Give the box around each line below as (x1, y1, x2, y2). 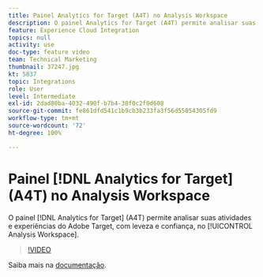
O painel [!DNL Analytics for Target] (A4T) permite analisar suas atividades (8, 212, 252, 222)
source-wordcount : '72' (8, 122, 87, 129)
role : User (8, 84, 44, 93)
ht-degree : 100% (8, 129, 62, 137)
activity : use (8, 41, 55, 49)
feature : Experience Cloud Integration (8, 26, 140, 34)
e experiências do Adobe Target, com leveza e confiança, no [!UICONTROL (8, 221, 253, 230)
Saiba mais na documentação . (8, 260, 107, 269)
